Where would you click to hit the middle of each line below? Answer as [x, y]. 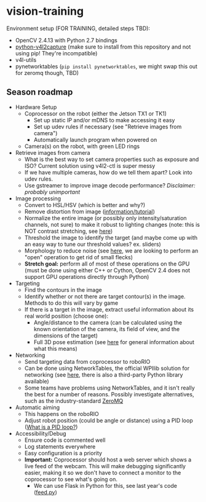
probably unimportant [52, 192]
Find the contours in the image [63, 289]
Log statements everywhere [60, 446]
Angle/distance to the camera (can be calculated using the [108, 322]
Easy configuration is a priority [63, 453]
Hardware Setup [36, 107]
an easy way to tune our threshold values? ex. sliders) [93, 244]
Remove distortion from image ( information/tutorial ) [90, 211]
